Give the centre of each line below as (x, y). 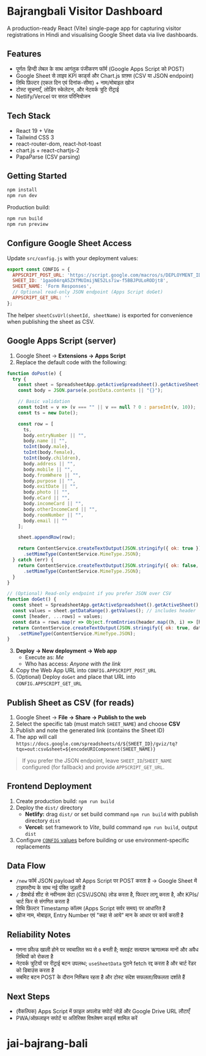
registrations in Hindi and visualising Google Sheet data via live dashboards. (102, 34)
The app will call (36, 737)
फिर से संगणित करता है (47, 901)
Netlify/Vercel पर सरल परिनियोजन (53, 96)
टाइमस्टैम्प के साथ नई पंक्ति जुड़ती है (50, 887)
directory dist (42, 820)
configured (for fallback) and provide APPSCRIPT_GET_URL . (93, 767)
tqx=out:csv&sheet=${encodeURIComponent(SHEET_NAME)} (86, 749)
